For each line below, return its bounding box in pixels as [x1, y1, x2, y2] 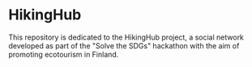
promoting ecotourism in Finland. [8, 49, 119, 59]
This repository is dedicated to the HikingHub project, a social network [8, 32, 245, 42]
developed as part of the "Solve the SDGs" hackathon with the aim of [8, 40, 240, 50]
